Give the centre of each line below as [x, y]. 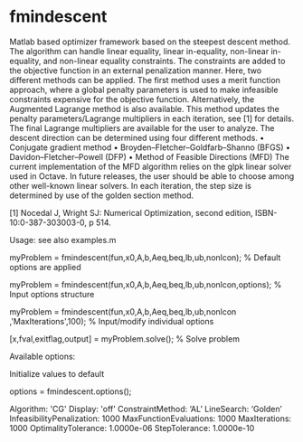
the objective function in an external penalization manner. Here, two [136, 71]
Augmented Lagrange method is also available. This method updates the [145, 108]
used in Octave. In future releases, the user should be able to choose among [152, 176]
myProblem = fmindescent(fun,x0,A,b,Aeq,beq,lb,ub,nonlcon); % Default [145, 257]
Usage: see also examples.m [63, 240]
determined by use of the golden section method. [102, 195]
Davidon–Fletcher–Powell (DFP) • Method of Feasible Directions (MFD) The [149, 156]
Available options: [43, 356]
